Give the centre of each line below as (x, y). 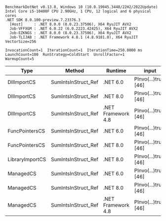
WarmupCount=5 (20, 59)
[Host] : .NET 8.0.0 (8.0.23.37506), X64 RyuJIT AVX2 (71, 24)
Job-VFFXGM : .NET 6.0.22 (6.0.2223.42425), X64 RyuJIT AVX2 (74, 29)
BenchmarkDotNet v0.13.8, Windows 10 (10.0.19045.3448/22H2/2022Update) (82, 7)
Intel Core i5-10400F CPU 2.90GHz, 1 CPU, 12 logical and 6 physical (78, 11)
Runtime (116, 71)
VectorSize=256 (21, 42)
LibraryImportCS (27, 159)
